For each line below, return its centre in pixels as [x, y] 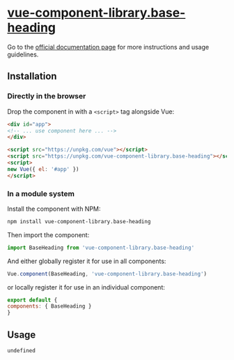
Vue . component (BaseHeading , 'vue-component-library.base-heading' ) [107, 273]
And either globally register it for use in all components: [87, 261]
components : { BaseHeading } [49, 306]
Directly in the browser [47, 96]
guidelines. [23, 54]
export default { [32, 300]
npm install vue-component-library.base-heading [79, 221]
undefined [22, 350]
